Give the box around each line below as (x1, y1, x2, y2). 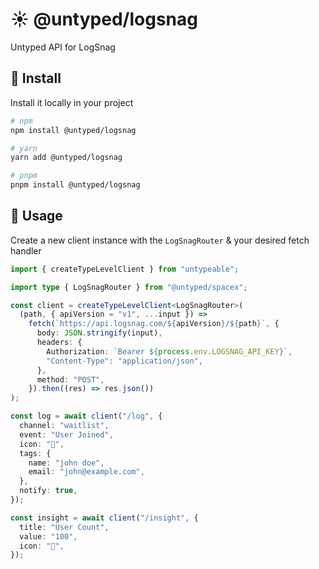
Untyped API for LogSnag (10, 41, 116, 53)
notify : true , (19, 486, 78, 496)
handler (10, 244, 42, 257)
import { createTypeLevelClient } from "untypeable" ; (10, 264, 240, 274)
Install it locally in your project (10, 96, 134, 108)
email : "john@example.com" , (28, 467, 145, 477)
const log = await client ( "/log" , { (10, 411, 163, 422)
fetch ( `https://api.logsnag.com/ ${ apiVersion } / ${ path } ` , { (28, 319, 280, 329)
